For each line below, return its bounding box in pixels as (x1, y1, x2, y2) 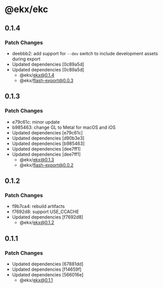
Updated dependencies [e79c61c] (12, 129, 83, 135)
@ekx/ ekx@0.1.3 (19, 156, 54, 163)
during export (12, 56, 41, 62)
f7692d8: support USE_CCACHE (12, 209, 79, 215)
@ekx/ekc (5, 4, 48, 15)
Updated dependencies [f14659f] (12, 266, 82, 272)
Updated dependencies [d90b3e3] (12, 135, 85, 141)
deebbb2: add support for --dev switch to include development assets (12, 50, 158, 56)
